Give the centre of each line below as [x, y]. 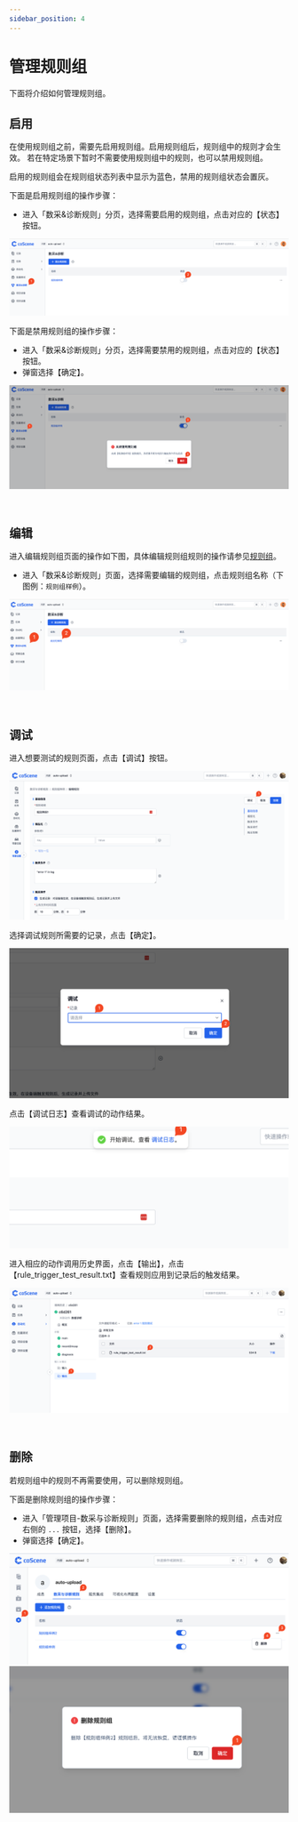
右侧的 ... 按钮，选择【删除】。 [79, 1529]
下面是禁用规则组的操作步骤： [63, 331]
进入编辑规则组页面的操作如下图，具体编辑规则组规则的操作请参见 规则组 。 [145, 557]
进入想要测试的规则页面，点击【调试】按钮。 [91, 758]
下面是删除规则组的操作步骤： [63, 1499]
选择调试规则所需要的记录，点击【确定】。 [85, 935]
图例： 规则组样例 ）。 [56, 586]
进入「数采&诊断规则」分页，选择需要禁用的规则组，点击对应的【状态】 [153, 350]
